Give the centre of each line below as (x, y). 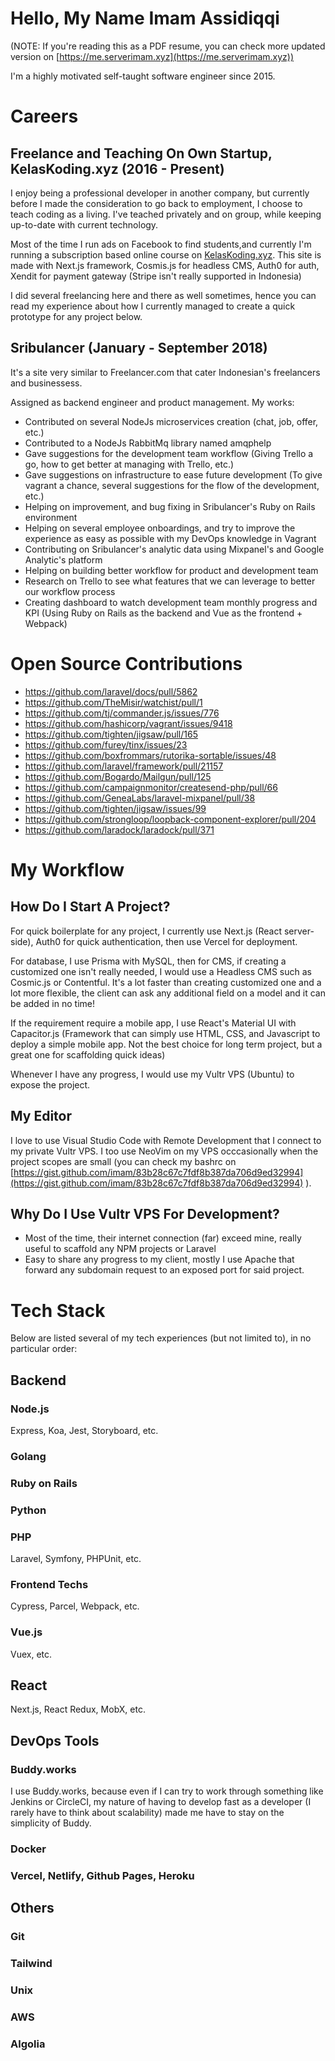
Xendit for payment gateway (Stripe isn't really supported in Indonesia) (156, 276)
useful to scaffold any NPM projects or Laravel (120, 1249)
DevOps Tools (55, 1740)
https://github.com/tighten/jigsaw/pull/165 (111, 734)
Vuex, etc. (31, 1654)
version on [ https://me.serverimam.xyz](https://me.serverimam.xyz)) (152, 56)
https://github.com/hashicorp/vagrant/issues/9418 (128, 723)
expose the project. (50, 1084)
